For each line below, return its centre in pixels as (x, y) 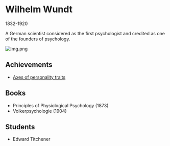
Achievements (29, 65)
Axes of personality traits (39, 77)
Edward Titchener (31, 139)
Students (20, 127)
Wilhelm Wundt (39, 9)
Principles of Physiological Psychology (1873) (60, 105)
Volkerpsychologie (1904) (40, 111)
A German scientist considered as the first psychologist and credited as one (85, 33)
